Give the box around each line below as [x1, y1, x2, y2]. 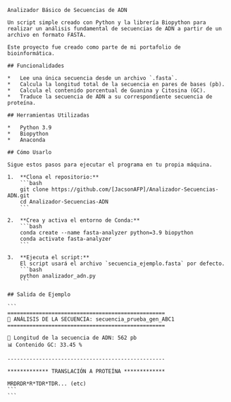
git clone [20, 186, 49, 193]
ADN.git [7, 192, 30, 199]
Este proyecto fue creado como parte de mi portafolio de [7, 44, 181, 51]
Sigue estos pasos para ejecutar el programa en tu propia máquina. [7, 161, 213, 168]
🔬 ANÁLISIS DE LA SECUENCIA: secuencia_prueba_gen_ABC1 [7, 316, 175, 323]
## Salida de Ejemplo [7, 291, 71, 298]
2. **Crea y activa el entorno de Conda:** [7, 217, 140, 224]
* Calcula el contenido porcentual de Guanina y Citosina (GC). [7, 87, 206, 94]
